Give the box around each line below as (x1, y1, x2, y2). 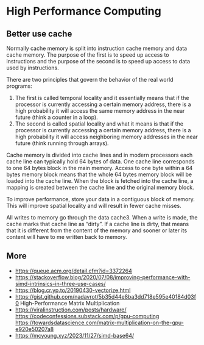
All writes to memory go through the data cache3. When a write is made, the (6, 214, 198, 221)
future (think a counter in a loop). (15, 114, 99, 121)
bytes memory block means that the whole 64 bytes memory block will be (6, 171, 192, 178)
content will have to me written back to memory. (6, 233, 127, 240)
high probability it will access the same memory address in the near (15, 107, 185, 114)
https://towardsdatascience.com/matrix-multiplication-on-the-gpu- (15, 319, 184, 326)
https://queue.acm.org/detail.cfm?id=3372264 (15, 267, 132, 274)
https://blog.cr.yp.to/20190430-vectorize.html (15, 286, 131, 294)
